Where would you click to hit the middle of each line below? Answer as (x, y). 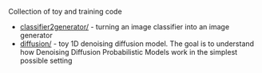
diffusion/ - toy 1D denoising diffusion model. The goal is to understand (137, 44)
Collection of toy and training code (65, 12)
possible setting (46, 60)
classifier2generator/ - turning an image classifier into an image (125, 27)
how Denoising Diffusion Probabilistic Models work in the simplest (129, 52)
